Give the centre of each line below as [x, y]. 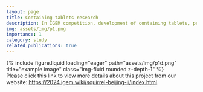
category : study [27, 40]
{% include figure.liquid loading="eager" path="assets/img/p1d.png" [92, 63]
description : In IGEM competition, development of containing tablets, [98, 23]
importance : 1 [24, 34]
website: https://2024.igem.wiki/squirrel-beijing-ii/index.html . [82, 82]
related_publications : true [42, 46]
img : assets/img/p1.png [36, 29]
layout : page [23, 12]
